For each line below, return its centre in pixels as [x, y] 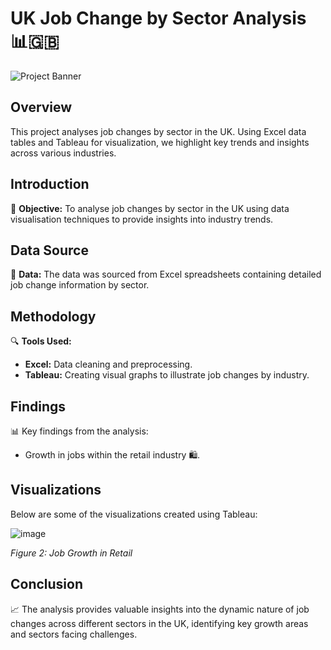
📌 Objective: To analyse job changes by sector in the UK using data [150, 208]
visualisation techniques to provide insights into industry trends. [142, 219]
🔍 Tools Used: [41, 341]
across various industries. [63, 153]
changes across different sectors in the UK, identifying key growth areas [159, 623]
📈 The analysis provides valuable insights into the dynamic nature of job [160, 609]
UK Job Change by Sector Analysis [158, 18]
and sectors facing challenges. [74, 634]
